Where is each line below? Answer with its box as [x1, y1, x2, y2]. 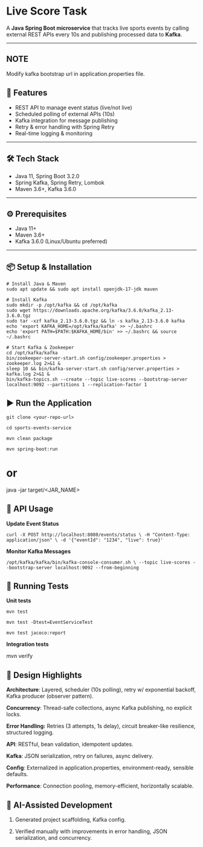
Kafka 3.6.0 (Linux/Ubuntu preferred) [14, 238, 108, 245]
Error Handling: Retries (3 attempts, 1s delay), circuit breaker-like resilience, [6, 723, 196, 730]
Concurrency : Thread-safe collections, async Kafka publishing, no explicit [6, 705, 192, 712]
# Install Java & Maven [6, 281, 66, 287]
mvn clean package [6, 435, 53, 441]
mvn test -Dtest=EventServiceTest [6, 620, 94, 626]
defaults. [6, 771, 28, 778]
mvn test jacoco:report [6, 630, 66, 636]
